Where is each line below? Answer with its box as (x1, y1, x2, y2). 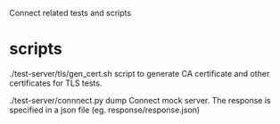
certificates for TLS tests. (9, 78, 103, 88)
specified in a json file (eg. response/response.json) (9, 104, 201, 115)
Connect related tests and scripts (9, 8, 132, 18)
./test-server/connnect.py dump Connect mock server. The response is (9, 95, 271, 105)
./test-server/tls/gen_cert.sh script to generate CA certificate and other (9, 68, 270, 79)
